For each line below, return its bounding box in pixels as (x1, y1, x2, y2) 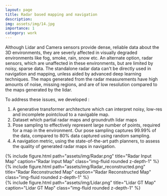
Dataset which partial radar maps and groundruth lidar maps (12, 117, 137, 122)
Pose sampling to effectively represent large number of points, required (12, 122, 160, 128)
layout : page (5, 7, 33, 12)
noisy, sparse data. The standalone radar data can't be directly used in (5, 65, 151, 71)
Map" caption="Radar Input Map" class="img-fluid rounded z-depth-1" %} (5, 158, 159, 164)
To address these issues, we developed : (5, 96, 90, 102)
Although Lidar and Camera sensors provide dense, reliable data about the (5, 44, 159, 50)
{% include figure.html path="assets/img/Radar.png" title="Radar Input (5, 153, 152, 159)
